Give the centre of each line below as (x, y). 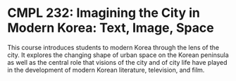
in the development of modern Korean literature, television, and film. (106, 70)
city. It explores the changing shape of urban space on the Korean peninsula (118, 55)
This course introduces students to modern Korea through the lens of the (113, 47)
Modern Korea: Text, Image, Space (111, 28)
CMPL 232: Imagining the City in (104, 13)
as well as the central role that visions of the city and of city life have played (117, 62)
